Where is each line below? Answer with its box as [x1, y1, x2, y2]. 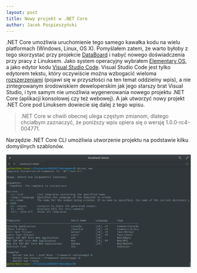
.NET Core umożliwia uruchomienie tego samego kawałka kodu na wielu [6, 39, 181, 46]
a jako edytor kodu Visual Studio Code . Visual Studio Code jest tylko [6, 64, 171, 71]
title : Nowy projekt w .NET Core [6, 15, 88, 22]
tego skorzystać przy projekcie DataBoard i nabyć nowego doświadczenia [6, 51, 185, 58]
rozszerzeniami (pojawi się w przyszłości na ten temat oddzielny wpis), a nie [6, 76, 191, 84]
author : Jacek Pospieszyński [6, 22, 77, 28]
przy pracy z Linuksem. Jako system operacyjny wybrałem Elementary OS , [6, 58, 187, 65]
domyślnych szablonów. [6, 143, 64, 150]
